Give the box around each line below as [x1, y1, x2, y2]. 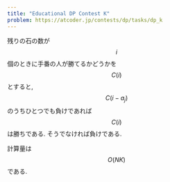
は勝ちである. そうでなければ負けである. [7, 129, 122, 138]
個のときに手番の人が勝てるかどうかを [7, 60, 117, 68]
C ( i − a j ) [105, 93, 128, 104]
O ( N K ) [107, 156, 126, 164]
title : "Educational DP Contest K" [7, 10, 110, 17]
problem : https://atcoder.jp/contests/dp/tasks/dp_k [7, 17, 163, 24]
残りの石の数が [7, 36, 50, 45]
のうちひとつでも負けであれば [7, 107, 92, 115]
